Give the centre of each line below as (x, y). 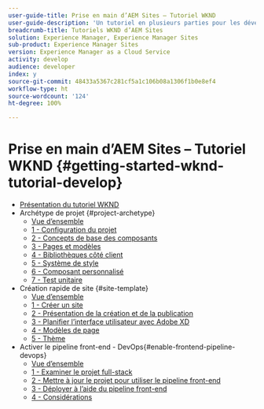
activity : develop (38, 60)
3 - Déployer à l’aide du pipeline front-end (99, 389)
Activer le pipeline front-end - (68, 347)
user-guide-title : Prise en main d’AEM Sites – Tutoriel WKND (112, 15)
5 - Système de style (65, 263)
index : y (22, 74)
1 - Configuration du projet (74, 230)
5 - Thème (48, 339)
